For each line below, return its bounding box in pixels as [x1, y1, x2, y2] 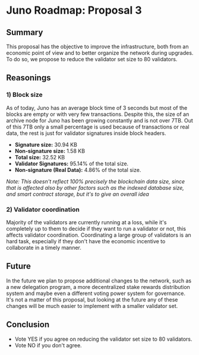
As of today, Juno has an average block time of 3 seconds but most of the [6, 104, 188, 111]
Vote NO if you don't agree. [14, 341, 82, 348]
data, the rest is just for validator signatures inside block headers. [6, 129, 166, 137]
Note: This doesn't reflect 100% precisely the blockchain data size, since [6, 178, 185, 185]
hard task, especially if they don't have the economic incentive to [6, 237, 166, 244]
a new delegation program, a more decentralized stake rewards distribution [6, 283, 190, 290]
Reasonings [6, 73, 51, 83]
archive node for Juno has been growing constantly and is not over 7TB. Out [6, 117, 193, 124]
